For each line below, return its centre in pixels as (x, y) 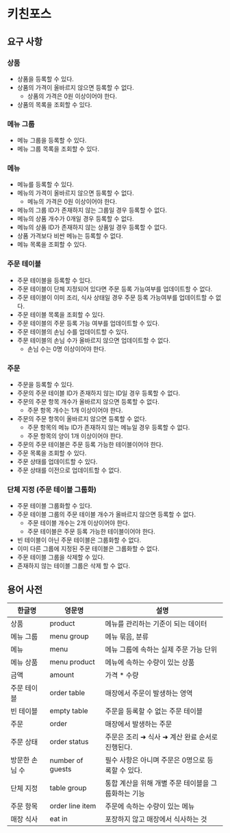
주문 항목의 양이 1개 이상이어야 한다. (75, 436)
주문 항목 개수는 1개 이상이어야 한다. (75, 410)
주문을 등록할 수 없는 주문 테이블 (154, 712)
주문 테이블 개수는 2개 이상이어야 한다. (78, 523)
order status (69, 742)
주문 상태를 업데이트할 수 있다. (57, 462)
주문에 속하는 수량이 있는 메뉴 (150, 806)
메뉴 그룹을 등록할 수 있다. (52, 141)
